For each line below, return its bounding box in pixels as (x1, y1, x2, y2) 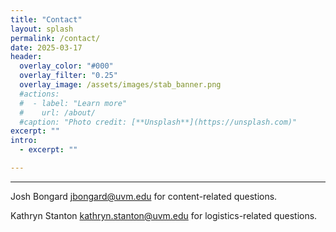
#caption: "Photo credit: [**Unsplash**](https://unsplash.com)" (19, 117, 298, 127)
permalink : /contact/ (10, 33, 101, 43)
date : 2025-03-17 (10, 42, 83, 53)
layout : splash (10, 24, 74, 34)
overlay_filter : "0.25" (19, 71, 118, 81)
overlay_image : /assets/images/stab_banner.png (19, 80, 222, 90)
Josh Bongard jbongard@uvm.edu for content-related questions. (10, 190, 278, 202)
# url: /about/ (19, 107, 97, 118)
